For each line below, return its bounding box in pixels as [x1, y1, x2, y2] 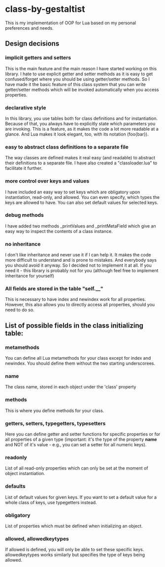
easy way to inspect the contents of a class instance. [5, 228, 113, 234]
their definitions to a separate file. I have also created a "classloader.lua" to [5, 160, 158, 166]
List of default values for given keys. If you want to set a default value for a [5, 494, 157, 500]
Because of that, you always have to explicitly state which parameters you [5, 120, 156, 127]
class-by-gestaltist [5, 3, 85, 15]
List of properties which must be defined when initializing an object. [5, 523, 143, 529]
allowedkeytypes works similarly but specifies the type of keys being [5, 552, 145, 558]
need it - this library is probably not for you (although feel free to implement [5, 268, 159, 274]
